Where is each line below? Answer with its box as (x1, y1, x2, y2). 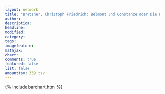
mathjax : (5, 48, 23, 53)
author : (5, 16, 21, 21)
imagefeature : (5, 43, 34, 48)
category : (5, 35, 26, 39)
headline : (5, 25, 26, 30)
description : (5, 20, 32, 26)
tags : (5, 39, 16, 44)
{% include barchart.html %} (5, 84, 63, 90)
